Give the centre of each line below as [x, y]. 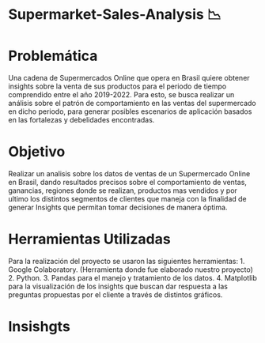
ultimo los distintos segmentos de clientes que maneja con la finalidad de [127, 199]
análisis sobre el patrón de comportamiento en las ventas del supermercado [132, 104]
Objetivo [37, 152]
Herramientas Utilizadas [90, 239]
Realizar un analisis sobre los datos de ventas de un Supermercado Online [129, 174]
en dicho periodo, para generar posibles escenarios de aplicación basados [130, 111]
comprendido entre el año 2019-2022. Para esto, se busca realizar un [121, 95]
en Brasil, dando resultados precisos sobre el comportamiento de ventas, [128, 183]
